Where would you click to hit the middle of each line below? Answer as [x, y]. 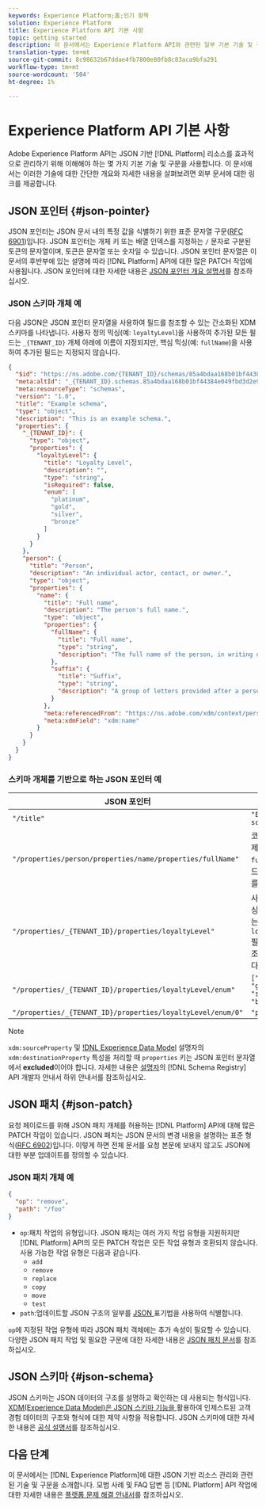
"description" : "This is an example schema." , [93, 418]
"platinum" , [70, 500]
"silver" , [66, 515]
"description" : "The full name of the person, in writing [156, 654]
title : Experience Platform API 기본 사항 [76, 30]
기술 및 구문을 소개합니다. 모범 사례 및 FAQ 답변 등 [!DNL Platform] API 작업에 [137, 1485]
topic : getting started [47, 38]
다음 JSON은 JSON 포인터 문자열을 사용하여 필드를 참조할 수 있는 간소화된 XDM [132, 322]
